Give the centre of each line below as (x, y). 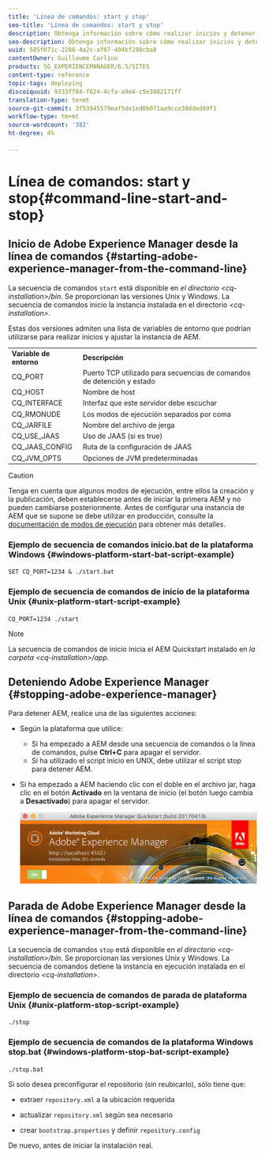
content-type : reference (49, 75)
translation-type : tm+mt (49, 100)
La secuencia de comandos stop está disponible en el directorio (112, 950)
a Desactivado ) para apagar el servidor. (84, 801)
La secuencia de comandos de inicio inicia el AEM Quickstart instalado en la (132, 649)
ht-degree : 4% (32, 133)
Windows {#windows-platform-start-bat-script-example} (121, 554)
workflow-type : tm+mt (44, 117)
